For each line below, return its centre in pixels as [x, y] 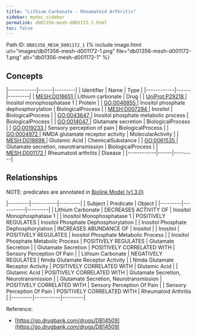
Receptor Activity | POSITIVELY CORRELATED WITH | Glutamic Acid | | [92, 266]
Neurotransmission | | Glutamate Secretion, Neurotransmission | [84, 279]
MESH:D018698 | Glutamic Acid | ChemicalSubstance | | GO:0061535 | [92, 141]
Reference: [20, 309]
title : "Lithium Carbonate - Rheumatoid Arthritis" [71, 12]
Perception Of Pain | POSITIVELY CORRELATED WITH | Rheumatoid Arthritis [98, 291]
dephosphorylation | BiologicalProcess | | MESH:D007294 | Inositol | [89, 109]
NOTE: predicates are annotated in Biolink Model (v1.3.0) [75, 192]
